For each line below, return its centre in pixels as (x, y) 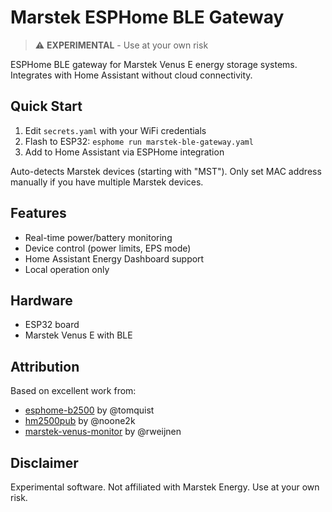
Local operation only (67, 269)
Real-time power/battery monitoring (98, 237)
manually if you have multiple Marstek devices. (107, 182)
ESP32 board (52, 325)
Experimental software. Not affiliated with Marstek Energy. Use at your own (165, 487)
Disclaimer (44, 462)
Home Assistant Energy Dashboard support (114, 258)
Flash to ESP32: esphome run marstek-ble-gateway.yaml (139, 141)
